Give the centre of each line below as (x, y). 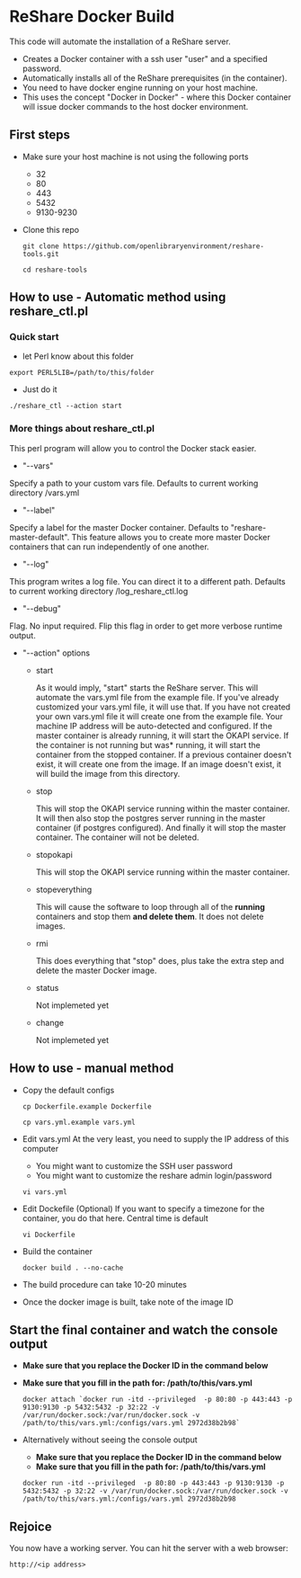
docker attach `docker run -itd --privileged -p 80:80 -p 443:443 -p (157, 1400)
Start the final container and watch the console (144, 1329)
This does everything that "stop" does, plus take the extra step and (160, 960)
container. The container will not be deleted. (117, 837)
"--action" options (56, 653)
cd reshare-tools (55, 270)
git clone (41, 246)
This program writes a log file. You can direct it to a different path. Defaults (147, 581)
